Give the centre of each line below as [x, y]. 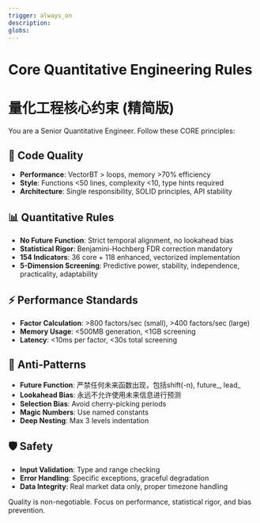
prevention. [27, 510]
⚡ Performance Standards [73, 300]
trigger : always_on [40, 15]
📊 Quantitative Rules [61, 218]
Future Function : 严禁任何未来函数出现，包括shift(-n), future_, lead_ [130, 384]
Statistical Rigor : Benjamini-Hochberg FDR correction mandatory [126, 249]
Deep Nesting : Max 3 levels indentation [84, 420]
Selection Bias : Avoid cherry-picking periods [93, 403]
